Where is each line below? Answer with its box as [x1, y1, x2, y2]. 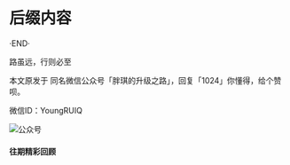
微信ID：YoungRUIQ [9, 105, 82, 115]
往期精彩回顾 [9, 145, 56, 156]
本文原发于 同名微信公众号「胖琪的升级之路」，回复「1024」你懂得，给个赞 [9, 75, 282, 85]
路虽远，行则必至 [9, 56, 72, 67]
